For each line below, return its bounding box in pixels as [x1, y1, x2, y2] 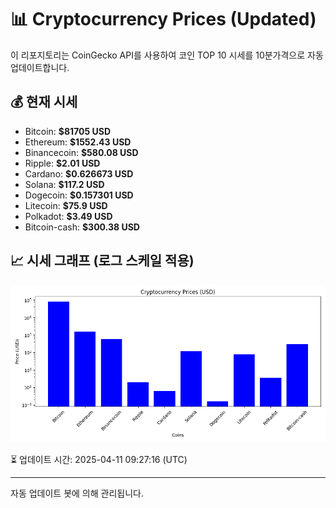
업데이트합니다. [10, 61, 70, 73]
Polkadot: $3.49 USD [24, 210, 113, 222]
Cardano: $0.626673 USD [24, 167, 134, 180]
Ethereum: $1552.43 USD [24, 136, 132, 148]
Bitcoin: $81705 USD [24, 125, 112, 137]
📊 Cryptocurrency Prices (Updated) [10, 8, 317, 31]
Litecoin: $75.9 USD [24, 199, 108, 211]
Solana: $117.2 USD [24, 178, 105, 190]
